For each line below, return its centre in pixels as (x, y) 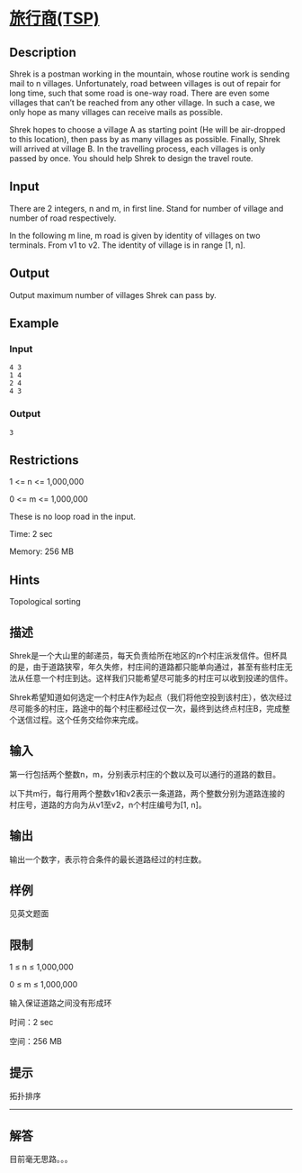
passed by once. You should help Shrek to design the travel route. (131, 158)
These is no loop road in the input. (73, 517)
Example (34, 324)
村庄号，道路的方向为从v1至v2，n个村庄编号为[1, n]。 (108, 805)
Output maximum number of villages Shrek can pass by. (113, 295)
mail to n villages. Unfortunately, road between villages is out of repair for (145, 83)
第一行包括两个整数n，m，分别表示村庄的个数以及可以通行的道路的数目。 (145, 774)
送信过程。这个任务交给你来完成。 (80, 720)
